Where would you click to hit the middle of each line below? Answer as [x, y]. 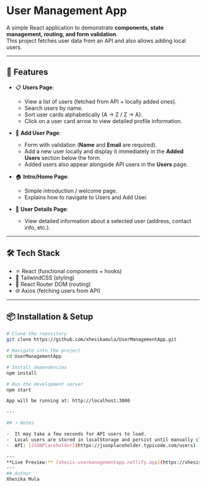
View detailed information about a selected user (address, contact [108, 221]
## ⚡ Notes [21, 423]
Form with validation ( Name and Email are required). [91, 145]
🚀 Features [27, 72]
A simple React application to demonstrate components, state [85, 28]
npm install [21, 373]
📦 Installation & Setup [50, 316]
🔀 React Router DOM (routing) [53, 284]
